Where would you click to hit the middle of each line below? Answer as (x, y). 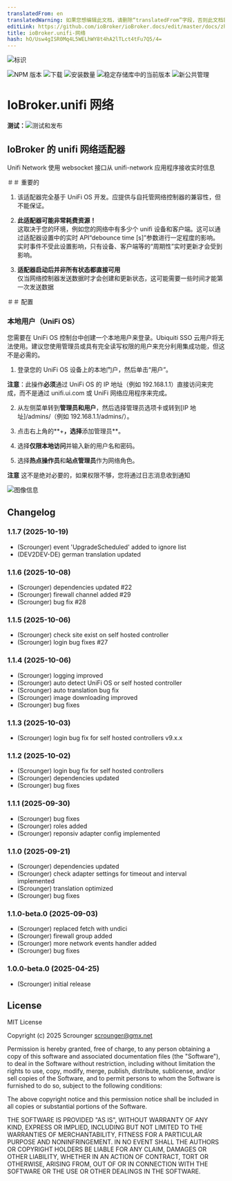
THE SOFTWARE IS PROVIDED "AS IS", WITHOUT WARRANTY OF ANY (108, 1120)
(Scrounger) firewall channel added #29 (74, 595)
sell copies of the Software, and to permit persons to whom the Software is (114, 1079)
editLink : (21, 26)
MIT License (25, 1022)
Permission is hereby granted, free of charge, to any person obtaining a (109, 1049)
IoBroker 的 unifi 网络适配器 (66, 150)
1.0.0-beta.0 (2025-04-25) (54, 968)
